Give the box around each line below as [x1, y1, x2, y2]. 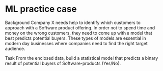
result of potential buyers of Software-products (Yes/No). [5, 60, 121, 66]
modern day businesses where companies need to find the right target [5, 40, 148, 46]
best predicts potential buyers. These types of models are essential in [5, 35, 146, 41]
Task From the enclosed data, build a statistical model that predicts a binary [5, 55, 158, 61]
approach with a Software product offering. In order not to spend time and [5, 24, 155, 30]
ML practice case [5, 3, 77, 15]
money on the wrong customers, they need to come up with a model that [5, 30, 152, 36]
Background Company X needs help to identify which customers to [5, 20, 141, 25]
